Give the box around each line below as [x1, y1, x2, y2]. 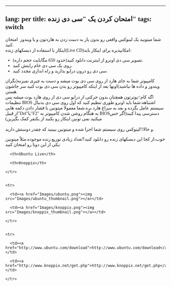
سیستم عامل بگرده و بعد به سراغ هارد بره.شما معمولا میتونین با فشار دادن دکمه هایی [5, 105, 164, 111]
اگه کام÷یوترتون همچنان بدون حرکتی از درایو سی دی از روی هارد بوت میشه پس [5, 94, 154, 100]
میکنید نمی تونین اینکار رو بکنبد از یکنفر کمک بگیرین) [5, 116, 102, 121]
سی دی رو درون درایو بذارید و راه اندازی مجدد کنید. [12, 68, 108, 74]
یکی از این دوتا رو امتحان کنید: [5, 142, 61, 147]
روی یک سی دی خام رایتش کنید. [12, 63, 73, 68]
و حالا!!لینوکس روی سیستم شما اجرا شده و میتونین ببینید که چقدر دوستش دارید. [5, 126, 154, 132]
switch [5, 23, 24, 31]
